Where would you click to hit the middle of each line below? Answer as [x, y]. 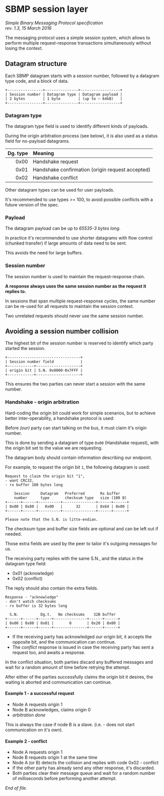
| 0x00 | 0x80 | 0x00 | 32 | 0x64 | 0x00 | [67, 506]
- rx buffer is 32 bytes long [36, 606]
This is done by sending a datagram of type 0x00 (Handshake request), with [82, 443]
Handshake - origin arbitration [42, 402]
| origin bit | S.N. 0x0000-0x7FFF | [44, 371]
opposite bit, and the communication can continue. [64, 642]
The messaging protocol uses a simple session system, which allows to [78, 38]
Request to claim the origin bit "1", [45, 476]
